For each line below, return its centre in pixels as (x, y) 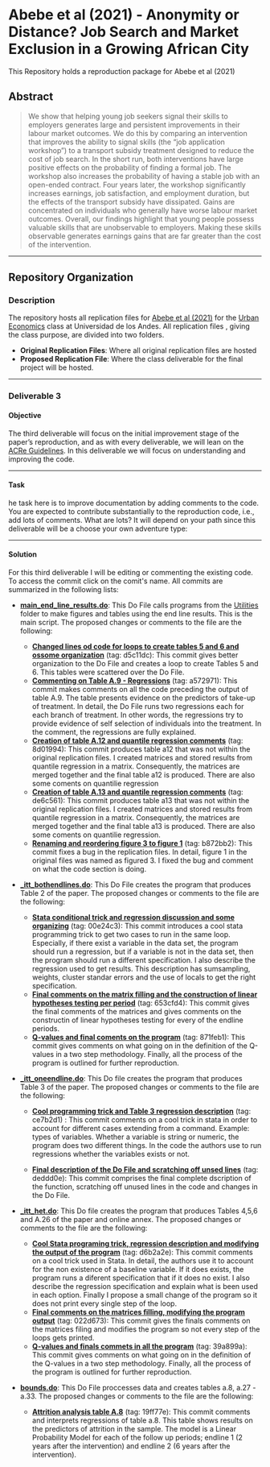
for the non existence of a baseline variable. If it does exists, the (138, 1269)
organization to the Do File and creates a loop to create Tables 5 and (145, 663)
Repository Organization (71, 278)
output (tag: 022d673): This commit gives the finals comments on (141, 1320)
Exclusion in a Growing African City (129, 49)
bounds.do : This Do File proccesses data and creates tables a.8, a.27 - (138, 1387)
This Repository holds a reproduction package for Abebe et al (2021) (122, 71)
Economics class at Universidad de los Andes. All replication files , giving (129, 326)
